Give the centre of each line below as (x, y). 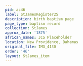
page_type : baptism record (33, 24)
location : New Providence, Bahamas (42, 42)
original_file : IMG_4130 (31, 47)
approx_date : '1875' (26, 33)
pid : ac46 (15, 10)
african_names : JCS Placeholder (38, 38)
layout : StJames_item (27, 56)
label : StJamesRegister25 (32, 14)
